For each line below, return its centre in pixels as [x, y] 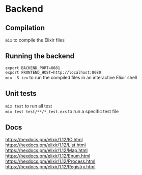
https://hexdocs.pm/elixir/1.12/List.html [46, 145]
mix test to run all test [29, 106]
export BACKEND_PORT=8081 [33, 68]
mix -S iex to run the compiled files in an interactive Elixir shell [71, 77]
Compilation [25, 28]
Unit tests [21, 93]
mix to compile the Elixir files [35, 40]
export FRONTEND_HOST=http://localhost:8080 [53, 72]
